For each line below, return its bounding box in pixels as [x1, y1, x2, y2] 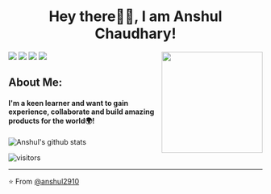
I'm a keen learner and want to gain [8, 98, 129, 108]
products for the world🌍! [8, 116, 95, 125]
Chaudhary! [94, 24, 177, 43]
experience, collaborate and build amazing [8, 107, 155, 116]
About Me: [8, 76, 63, 90]
